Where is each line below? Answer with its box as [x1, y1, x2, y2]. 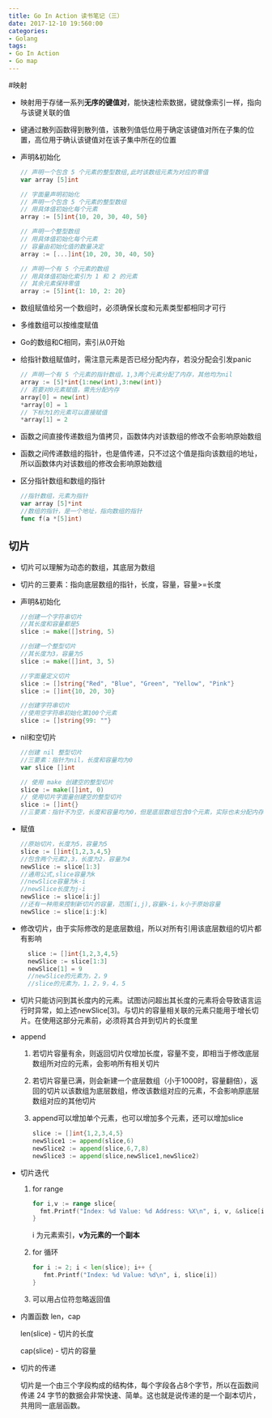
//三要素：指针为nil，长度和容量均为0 [19, 756, 134, 764]
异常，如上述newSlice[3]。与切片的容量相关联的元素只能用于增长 [34, 1005, 253, 1016]
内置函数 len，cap [19, 1311, 81, 1321]
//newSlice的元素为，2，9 [28, 972, 108, 980]
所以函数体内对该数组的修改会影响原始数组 [19, 459, 163, 469]
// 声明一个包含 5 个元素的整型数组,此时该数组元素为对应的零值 [19, 168, 209, 176]
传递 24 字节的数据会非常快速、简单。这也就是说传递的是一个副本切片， [19, 1390, 261, 1400]
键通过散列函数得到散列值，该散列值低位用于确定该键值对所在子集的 [19, 125, 248, 134]
